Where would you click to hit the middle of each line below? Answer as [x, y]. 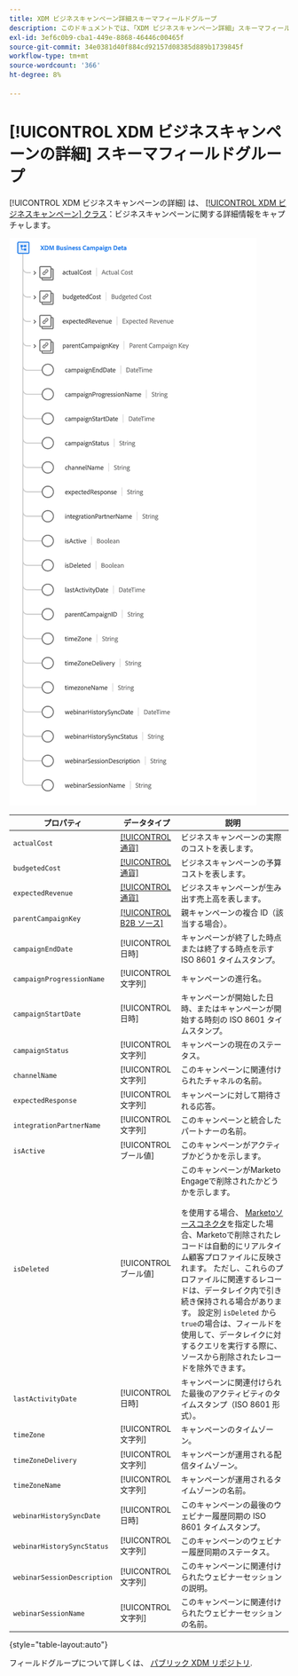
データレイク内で [235, 1290]
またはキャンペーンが [235, 1008]
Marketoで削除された [235, 1235]
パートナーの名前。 [216, 1130]
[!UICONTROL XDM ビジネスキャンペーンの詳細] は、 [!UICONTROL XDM [143, 202]
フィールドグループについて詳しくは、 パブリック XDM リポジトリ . [131, 1663]
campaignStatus [41, 1050]
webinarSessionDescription [63, 1578]
